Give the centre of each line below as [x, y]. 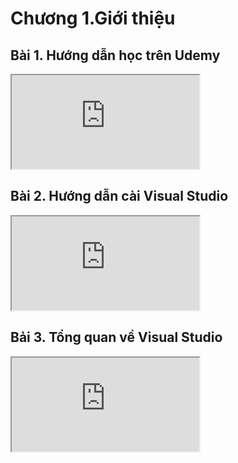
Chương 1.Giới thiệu [93, 18]
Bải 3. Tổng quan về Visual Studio [116, 337]
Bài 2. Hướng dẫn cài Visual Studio [119, 196]
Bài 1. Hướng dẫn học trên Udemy [115, 55]
